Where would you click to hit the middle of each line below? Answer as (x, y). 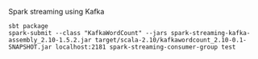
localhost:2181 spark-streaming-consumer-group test (146, 47)
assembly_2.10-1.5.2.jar (50, 40)
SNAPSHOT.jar (30, 47)
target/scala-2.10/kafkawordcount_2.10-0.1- (171, 40)
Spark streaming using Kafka (56, 12)
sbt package (28, 26)
